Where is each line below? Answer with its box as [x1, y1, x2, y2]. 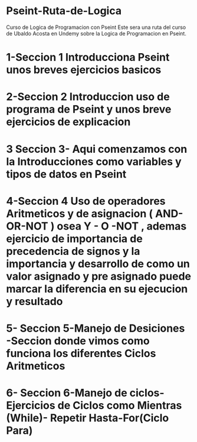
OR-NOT [6, 220, 48, 233]
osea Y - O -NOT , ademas [57, 220, 187, 233]
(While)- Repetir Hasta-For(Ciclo [6, 411, 169, 425]
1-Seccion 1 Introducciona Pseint [6, 51, 170, 64]
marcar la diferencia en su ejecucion [6, 282, 188, 296]
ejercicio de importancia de [6, 232, 143, 245]
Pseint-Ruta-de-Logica [6, 4, 122, 18]
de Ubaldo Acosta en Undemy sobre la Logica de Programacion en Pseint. [6, 30, 187, 37]
